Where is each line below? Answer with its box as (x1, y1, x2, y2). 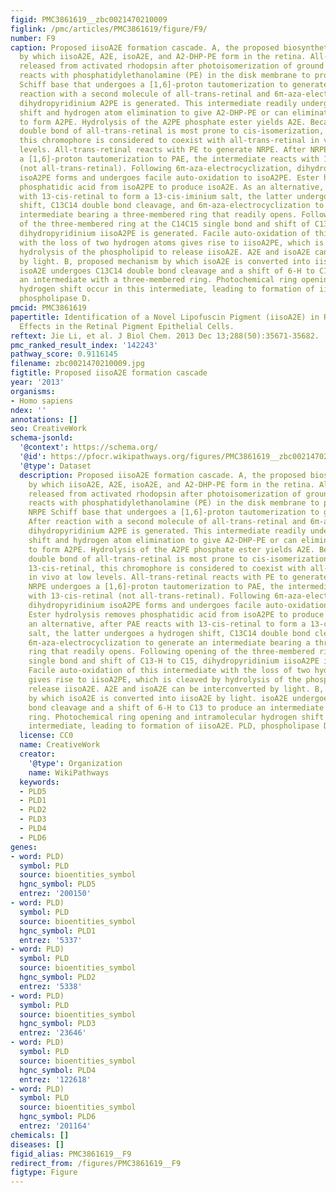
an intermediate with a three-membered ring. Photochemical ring (19, 275, 298, 285)
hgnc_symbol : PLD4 (19, 1065, 97, 1075)
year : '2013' (10, 377, 65, 387)
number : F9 (10, 33, 56, 43)
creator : (19, 749, 56, 759)
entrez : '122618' (19, 1074, 92, 1085)
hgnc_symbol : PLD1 (19, 926, 97, 936)
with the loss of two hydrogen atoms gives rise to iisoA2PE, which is (19, 237, 325, 248)
